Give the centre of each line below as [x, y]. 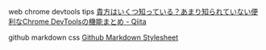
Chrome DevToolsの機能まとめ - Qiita [84, 21]
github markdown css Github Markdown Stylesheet [94, 37]
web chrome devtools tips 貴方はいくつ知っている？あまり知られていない [130, 12]
